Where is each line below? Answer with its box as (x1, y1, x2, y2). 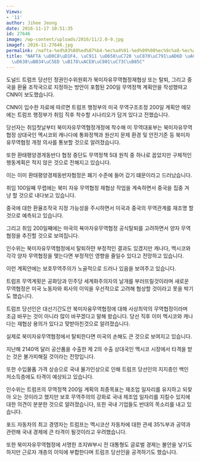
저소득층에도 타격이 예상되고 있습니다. (6, 373, 94, 380)
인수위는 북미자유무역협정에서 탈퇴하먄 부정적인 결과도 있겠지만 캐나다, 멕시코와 (6, 244, 191, 251)
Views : (6, 8, 23, 15)
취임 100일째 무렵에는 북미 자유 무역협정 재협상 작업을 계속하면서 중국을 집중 (6, 184, 183, 191)
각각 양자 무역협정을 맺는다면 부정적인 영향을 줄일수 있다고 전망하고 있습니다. (6, 252, 185, 259)
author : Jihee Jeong (6, 20, 58, 26)
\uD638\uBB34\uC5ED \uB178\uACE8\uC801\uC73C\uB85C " (11, 59, 145, 64)
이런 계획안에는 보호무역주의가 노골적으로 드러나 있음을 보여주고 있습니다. (6, 265, 177, 272)
